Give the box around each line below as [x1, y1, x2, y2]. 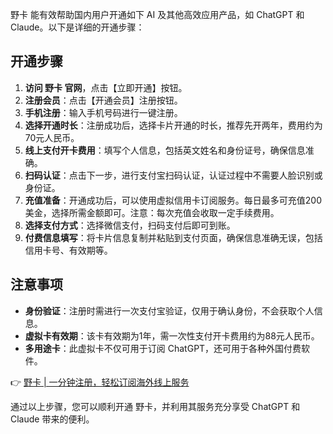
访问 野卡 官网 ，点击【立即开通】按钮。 [24, 81, 188, 93]
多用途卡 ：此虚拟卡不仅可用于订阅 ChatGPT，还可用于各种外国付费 [24, 342, 302, 354]
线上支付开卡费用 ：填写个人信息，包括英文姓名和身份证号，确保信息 [24, 144, 306, 156]
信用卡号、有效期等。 [24, 244, 113, 256]
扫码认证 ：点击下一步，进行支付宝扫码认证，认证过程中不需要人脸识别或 [24, 169, 323, 181]
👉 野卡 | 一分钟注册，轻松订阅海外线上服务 [10, 376, 190, 388]
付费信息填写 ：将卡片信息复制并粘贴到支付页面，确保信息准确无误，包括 [24, 231, 323, 243]
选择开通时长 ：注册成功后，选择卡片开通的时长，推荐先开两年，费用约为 [24, 119, 323, 131]
